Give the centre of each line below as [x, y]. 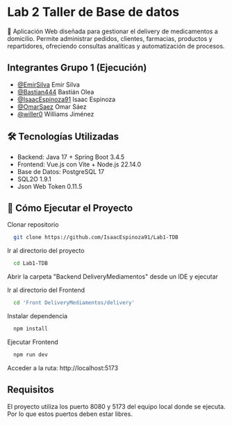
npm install [31, 329]
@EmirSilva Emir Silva [48, 85]
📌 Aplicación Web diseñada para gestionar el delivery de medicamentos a [113, 31]
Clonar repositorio [33, 225]
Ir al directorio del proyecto [46, 251]
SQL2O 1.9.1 [34, 179]
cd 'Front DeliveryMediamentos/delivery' [74, 303]
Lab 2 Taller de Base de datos [93, 12]
